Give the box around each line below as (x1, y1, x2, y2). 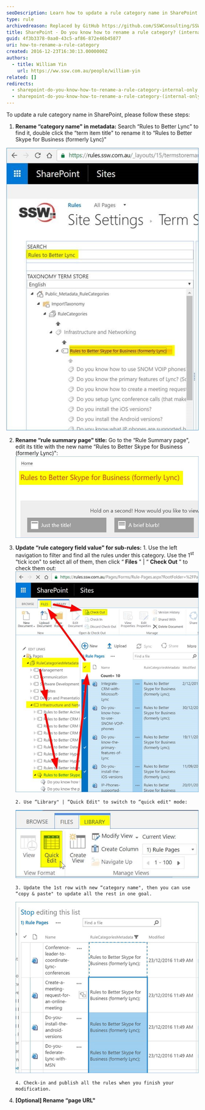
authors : (6, 55, 29, 61)
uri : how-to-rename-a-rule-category (6, 42, 99, 48)
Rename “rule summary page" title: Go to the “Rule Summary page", (15, 436, 190, 443)
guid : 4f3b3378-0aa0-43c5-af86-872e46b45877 (6, 35, 121, 42)
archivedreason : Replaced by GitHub (6, 23, 99, 29)
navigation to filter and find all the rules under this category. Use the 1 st (15, 551, 194, 559)
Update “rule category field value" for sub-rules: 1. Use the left (15, 544, 178, 551)
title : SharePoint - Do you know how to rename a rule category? (6, 29, 176, 35)
